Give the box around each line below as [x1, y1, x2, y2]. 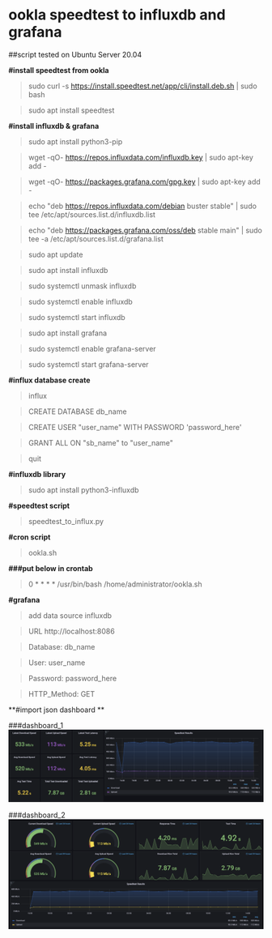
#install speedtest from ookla [8, 65, 109, 75]
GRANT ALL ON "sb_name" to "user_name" [28, 437, 174, 447]
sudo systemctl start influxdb [28, 312, 125, 322]
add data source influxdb [28, 610, 112, 620]
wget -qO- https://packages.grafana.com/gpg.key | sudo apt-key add [28, 177, 261, 186]
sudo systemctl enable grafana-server [28, 343, 156, 353]
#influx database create [8, 375, 91, 385]
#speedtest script [8, 501, 70, 510]
